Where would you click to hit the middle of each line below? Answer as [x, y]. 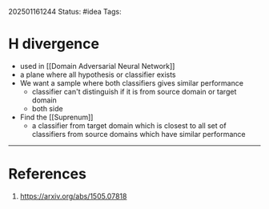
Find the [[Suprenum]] [56, 117]
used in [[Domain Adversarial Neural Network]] [97, 66]
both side [47, 108]
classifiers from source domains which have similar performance [139, 134]
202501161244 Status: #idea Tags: [65, 12]
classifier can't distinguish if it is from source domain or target [134, 91]
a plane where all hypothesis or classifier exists [98, 74]
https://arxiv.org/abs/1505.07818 [73, 196]
